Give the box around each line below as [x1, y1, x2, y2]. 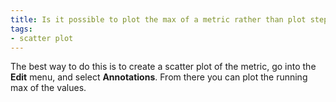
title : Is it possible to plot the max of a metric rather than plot [10, 14, 307, 25]
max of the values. [10, 82, 87, 94]
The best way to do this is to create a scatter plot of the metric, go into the [10, 61, 317, 73]
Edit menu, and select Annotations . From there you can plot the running [10, 71, 308, 83]
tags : [10, 24, 33, 34]
